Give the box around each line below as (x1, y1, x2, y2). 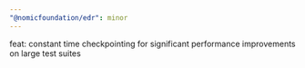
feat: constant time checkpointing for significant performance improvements (9, 38, 296, 49)
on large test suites (9, 47, 82, 59)
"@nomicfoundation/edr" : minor (9, 13, 128, 23)
